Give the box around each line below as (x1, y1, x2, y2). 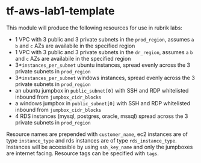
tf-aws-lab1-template (6, 4, 115, 18)
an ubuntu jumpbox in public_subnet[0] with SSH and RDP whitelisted (14, 87, 189, 94)
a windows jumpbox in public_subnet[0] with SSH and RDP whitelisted (14, 99, 191, 106)
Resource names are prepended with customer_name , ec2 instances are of (6, 131, 188, 138)
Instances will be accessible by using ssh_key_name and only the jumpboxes (6, 143, 193, 150)
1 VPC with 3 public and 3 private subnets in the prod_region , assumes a (14, 35, 194, 43)
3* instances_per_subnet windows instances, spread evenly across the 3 (14, 74, 196, 81)
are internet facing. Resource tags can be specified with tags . (6, 149, 159, 157)
